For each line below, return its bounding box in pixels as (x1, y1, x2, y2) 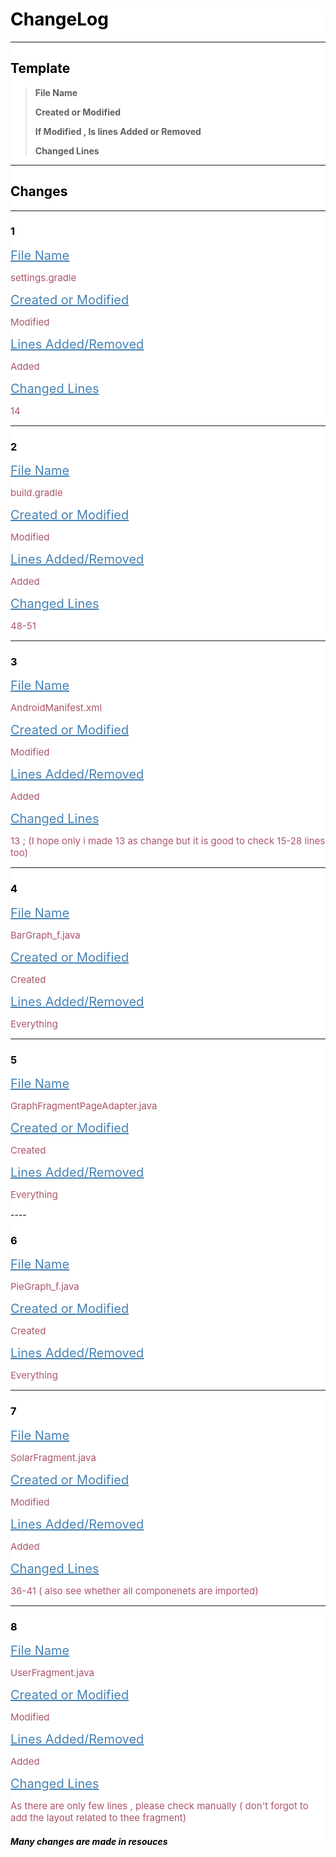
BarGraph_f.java (10, 928, 81, 942)
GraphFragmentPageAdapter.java (10, 1099, 158, 1113)
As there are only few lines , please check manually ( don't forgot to (10, 1799, 309, 1812)
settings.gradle (10, 271, 77, 284)
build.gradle (10, 486, 63, 500)
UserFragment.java (10, 1666, 95, 1679)
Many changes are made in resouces (10, 1835, 168, 1847)
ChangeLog (10, 8, 109, 31)
